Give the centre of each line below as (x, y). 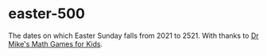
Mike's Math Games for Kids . (56, 43)
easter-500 (47, 14)
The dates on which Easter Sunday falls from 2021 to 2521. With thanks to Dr (134, 35)
